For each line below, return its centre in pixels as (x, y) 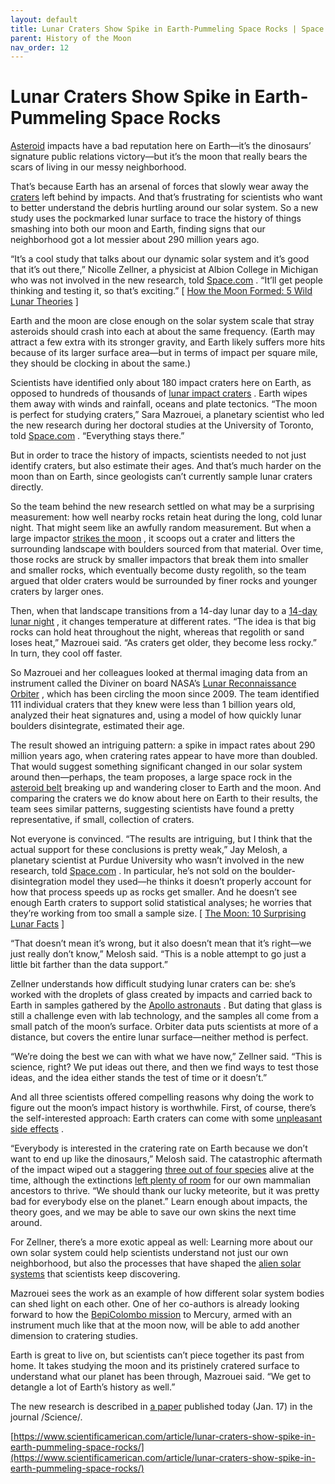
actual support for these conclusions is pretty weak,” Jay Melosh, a (149, 850)
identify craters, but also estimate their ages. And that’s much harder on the (166, 466)
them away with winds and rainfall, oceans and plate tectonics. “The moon (164, 404)
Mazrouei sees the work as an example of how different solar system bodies (167, 1293)
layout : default (44, 19)
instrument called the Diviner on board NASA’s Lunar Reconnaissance (153, 683)
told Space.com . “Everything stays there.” (97, 436)
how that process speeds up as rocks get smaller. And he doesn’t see (154, 892)
